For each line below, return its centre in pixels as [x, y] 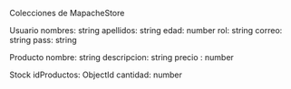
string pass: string [43, 40]
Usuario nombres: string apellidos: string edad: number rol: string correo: [146, 30]
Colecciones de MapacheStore [67, 13]
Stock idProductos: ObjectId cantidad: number [96, 75]
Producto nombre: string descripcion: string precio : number [121, 57]
